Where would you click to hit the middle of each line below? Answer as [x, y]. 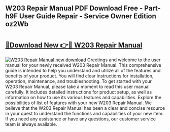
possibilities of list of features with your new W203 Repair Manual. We [79, 103]
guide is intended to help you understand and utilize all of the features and [83, 71]
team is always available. [31, 124]
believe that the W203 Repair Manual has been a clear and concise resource [85, 108]
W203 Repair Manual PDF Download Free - [74, 8]
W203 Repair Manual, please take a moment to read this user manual [77, 86]
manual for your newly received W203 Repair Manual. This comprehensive [83, 65]
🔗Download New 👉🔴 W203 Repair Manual [74, 45]
